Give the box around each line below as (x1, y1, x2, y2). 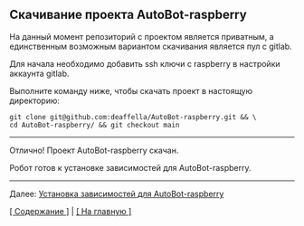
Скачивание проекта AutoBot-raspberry (9, 7, 247, 23)
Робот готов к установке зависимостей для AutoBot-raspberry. (9, 162, 252, 173)
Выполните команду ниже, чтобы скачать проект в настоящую (9, 85, 253, 96)
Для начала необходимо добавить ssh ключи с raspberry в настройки (9, 58, 280, 69)
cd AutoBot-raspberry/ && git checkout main (9, 120, 180, 129)
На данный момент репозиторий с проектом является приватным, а (9, 31, 274, 42)
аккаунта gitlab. (9, 68, 70, 79)
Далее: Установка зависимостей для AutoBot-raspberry (9, 188, 224, 199)
